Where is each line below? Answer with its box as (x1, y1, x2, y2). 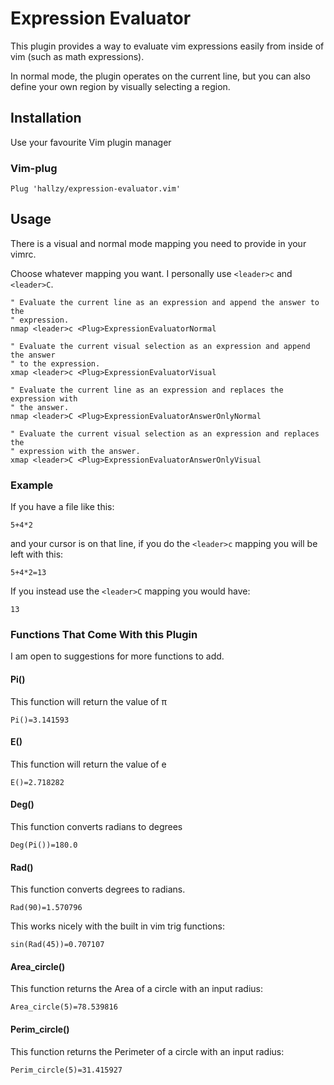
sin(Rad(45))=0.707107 (10, 940, 105, 950)
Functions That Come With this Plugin (10, 628, 198, 642)
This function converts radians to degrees (10, 821, 183, 833)
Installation (10, 110, 82, 127)
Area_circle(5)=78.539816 (10, 1002, 118, 1012)
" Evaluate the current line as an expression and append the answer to (10, 297, 320, 307)
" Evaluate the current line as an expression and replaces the (10, 385, 284, 395)
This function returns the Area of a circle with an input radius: (10, 983, 264, 995)
